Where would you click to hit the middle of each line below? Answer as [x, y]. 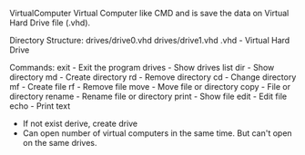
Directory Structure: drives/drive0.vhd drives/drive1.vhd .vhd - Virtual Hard [150, 40]
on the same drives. [60, 143]
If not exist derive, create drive [80, 123]
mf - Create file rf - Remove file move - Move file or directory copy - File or [150, 87]
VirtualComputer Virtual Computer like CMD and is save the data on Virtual [149, 13]
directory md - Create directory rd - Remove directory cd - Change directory [153, 77]
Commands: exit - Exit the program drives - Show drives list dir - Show [142, 68]
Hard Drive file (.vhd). [50, 23]
